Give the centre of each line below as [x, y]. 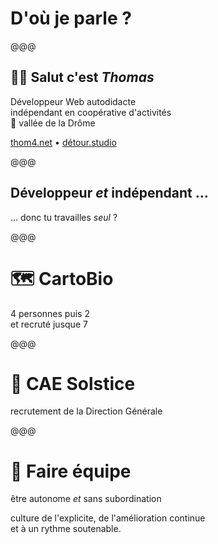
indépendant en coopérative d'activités [91, 112]
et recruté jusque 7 [49, 324]
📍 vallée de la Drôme [53, 123]
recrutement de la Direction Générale [86, 411]
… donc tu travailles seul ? [64, 217]
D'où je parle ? [71, 18]
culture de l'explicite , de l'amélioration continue [108, 518]
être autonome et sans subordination [86, 499]
